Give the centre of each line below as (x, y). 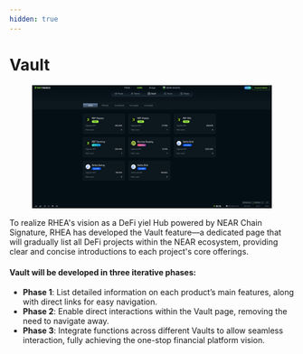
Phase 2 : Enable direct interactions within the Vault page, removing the (155, 312)
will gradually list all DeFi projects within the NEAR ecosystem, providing (144, 242)
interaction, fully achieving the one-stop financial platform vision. (143, 340)
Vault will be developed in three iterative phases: (103, 272)
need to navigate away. (66, 321)
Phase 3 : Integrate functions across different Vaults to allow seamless (152, 331)
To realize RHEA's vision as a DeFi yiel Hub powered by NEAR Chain (136, 223)
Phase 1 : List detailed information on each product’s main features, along (158, 293)
